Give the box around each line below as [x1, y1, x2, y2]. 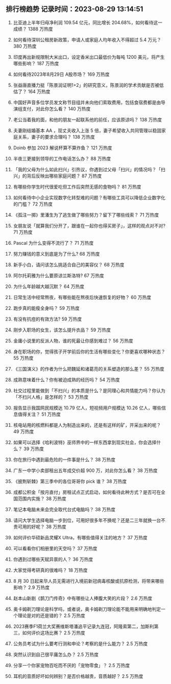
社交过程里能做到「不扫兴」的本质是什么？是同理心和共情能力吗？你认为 [13, 387, 165, 394]
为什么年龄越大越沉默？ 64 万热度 [13, 283, 85, 289]
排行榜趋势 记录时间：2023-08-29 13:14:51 [6, 5, 143, 14]
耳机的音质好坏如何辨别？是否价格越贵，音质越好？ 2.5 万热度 [13, 673, 143, 679]
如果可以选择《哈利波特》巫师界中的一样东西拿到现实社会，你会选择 [13, 439, 157, 445]
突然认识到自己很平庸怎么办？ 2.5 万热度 [13, 651, 99, 657]
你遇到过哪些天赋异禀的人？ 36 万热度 [13, 556, 93, 562]
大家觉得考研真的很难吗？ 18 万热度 [13, 567, 88, 573]
